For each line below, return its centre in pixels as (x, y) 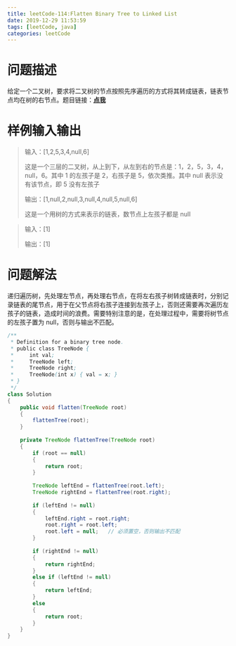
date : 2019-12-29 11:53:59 (47, 20)
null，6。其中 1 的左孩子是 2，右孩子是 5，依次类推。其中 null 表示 (121, 176)
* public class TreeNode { (50, 349)
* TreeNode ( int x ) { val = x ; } (64, 375)
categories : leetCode (39, 33)
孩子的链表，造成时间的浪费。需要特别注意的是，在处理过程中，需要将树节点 (118, 314)
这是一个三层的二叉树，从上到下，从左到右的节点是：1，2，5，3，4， (126, 167)
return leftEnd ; (68, 590)
